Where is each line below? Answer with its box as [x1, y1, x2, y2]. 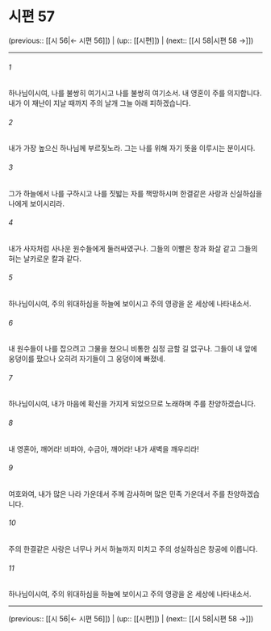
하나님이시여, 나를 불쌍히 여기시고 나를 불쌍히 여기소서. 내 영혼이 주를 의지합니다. [8, 88, 262, 98]
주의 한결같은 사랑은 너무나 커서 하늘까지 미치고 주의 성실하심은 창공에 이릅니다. [8, 544, 258, 553]
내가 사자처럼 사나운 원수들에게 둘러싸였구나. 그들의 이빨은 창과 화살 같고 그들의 [8, 243, 258, 253]
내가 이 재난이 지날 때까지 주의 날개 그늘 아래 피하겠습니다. [8, 99, 191, 108]
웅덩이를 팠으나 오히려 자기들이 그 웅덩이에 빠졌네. [8, 354, 166, 364]
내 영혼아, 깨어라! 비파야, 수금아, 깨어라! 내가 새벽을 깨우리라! [8, 444, 199, 453]
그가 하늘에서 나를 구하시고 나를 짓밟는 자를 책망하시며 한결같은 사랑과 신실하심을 [8, 188, 263, 198]
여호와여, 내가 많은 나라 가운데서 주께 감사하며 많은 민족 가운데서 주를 [8, 489, 226, 498]
